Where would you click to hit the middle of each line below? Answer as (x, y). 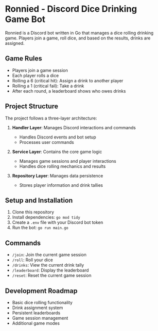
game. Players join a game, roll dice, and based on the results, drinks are (78, 38)
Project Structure (32, 107)
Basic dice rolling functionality (42, 302)
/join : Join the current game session (49, 255)
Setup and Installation (39, 200)
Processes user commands (47, 142)
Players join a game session (40, 70)
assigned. (15, 43)
